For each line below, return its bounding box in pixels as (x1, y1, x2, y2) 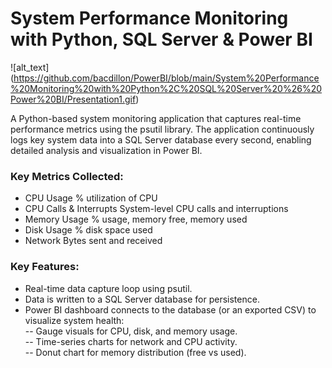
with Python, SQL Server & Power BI (10, 28, 313, 51)
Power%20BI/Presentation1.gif (10, 93, 137, 105)
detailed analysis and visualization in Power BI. (10, 144, 203, 156)
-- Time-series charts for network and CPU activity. (24, 335, 238, 347)
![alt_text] (10, 61, 50, 73)
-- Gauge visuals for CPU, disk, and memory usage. (24, 325, 238, 337)
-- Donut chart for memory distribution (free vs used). (24, 346, 247, 358)
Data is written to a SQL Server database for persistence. (24, 293, 260, 305)
